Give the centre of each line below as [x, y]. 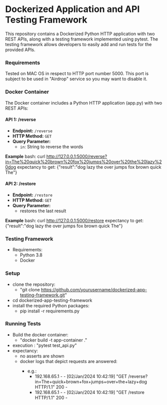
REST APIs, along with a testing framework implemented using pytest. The [82, 39]
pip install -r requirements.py [50, 311]
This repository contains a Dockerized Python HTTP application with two [80, 34]
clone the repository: [34, 284]
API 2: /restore [20, 184]
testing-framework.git [42, 295]
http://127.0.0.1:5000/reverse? [77, 156]
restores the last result [43, 211]
